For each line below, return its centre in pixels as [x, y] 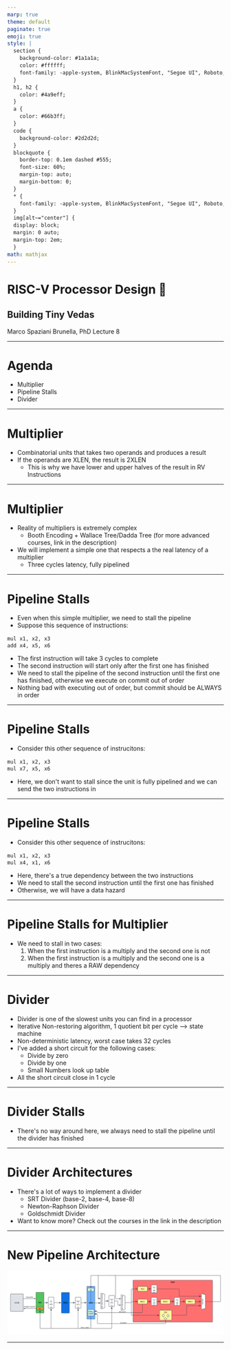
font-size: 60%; [43, 167]
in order [28, 695]
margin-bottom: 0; [46, 182]
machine [30, 1033]
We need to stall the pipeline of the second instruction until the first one [118, 673]
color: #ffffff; [43, 65]
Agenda [30, 366]
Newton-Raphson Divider [63, 1206]
